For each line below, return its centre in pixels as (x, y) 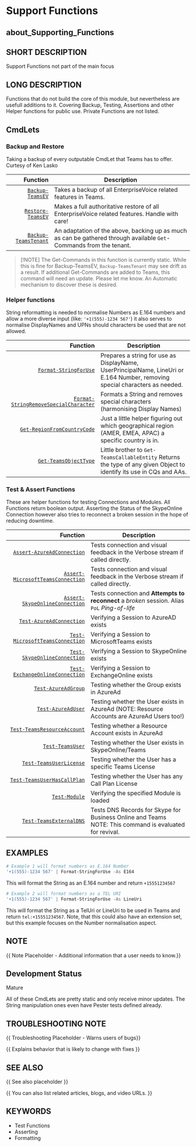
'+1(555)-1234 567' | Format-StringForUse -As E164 (70, 872)
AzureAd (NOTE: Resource (127, 709)
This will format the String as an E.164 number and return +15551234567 (91, 883)
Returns (169, 457)
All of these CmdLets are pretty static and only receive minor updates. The (96, 999)
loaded (100, 800)
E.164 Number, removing (135, 378)
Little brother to (121, 450)
